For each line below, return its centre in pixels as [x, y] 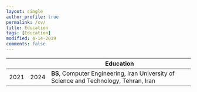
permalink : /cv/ [26, 22]
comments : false [26, 44]
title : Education [27, 28]
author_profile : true [33, 17]
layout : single [25, 11]
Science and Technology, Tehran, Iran [103, 80]
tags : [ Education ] [28, 33]
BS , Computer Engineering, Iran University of [113, 73]
